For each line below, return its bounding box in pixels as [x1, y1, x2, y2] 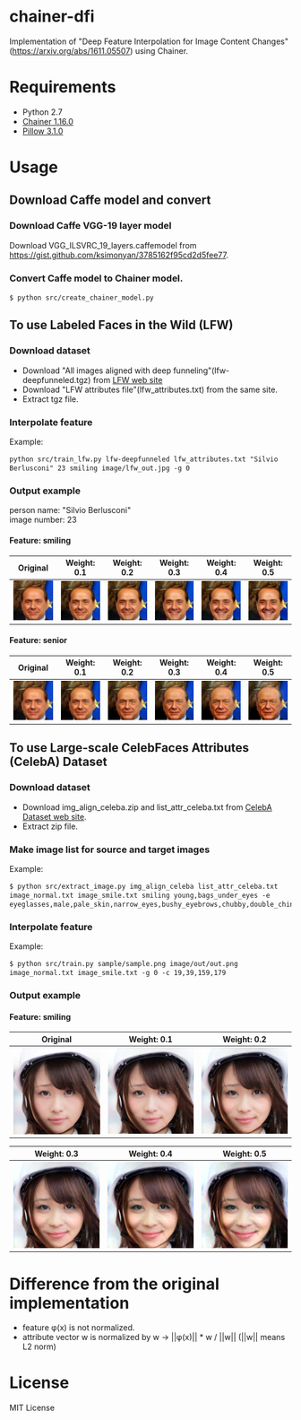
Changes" [251, 36, 289, 47]
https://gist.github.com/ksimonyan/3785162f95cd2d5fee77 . [9, 249, 229, 260]
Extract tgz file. [21, 393, 79, 405]
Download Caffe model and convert [9, 193, 211, 208]
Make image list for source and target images [9, 843, 211, 856]
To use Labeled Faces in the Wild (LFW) [9, 318, 234, 333]
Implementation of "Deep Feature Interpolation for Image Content [9, 36, 250, 47]
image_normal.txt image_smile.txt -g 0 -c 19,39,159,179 [9, 969, 227, 978]
